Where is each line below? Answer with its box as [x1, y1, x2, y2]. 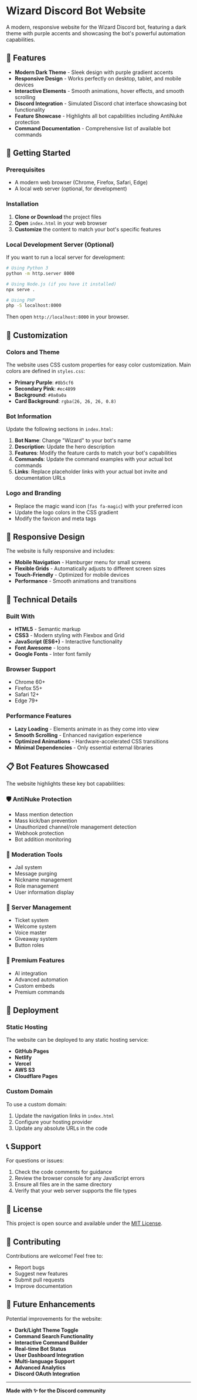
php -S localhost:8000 [6, 302, 62, 309]
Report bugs [14, 1264, 45, 1271]
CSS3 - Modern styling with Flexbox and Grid [14, 632, 125, 639]
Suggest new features [14, 1270, 69, 1277]
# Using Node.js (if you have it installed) [6, 281, 117, 287]
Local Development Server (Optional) [6, 240, 114, 248]
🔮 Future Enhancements [6, 1300, 96, 1310]
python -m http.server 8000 [6, 270, 75, 277]
